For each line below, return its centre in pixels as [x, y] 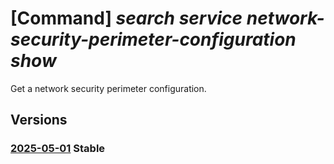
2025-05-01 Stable [58, 149]
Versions [39, 120]
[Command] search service [126, 18]
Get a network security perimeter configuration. [108, 88]
